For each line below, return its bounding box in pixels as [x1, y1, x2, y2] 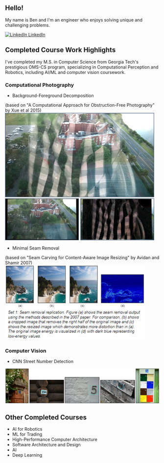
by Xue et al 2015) [5, 107, 42, 113]
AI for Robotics [12, 426, 43, 432]
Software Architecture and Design [12, 442, 81, 448]
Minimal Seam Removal [12, 245, 60, 251]
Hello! [5, 4, 23, 12]
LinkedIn [28, 31, 46, 37]
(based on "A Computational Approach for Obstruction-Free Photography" [5, 102, 155, 108]
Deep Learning [12, 452, 43, 458]
